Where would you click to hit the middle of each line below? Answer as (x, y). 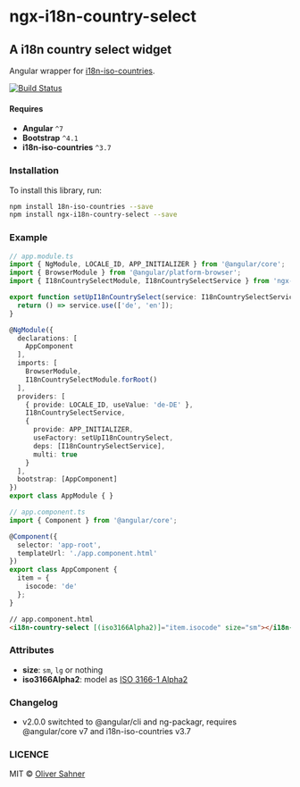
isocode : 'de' (51, 587)
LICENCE (29, 754)
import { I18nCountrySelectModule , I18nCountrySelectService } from (139, 281)
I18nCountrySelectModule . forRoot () (92, 380)
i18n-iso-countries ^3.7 (67, 147)
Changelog (33, 702)
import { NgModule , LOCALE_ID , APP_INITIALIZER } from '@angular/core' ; (147, 264)
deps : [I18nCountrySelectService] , (99, 446)
